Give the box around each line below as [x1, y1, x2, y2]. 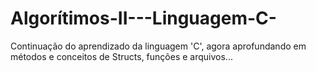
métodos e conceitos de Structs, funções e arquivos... [10, 50, 233, 62]
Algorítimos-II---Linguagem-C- [10, 7, 277, 30]
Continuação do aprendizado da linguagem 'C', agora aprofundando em [10, 40, 307, 52]
